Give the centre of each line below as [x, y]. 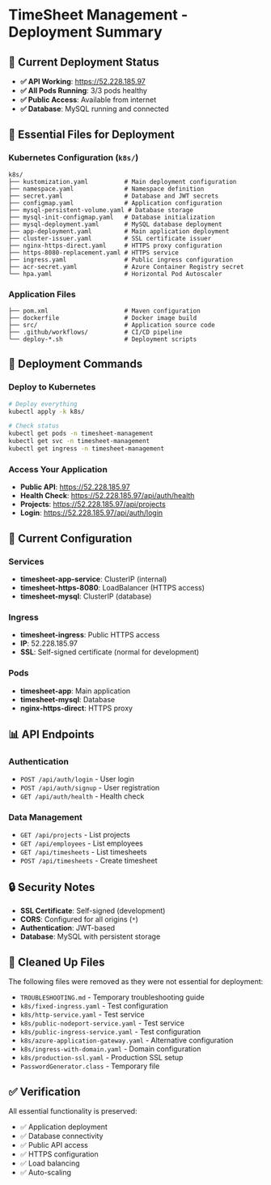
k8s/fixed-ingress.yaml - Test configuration [94, 1006]
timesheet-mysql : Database [68, 699]
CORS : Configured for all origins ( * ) [79, 919]
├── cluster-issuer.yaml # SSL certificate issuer [110, 238]
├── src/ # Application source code [112, 325]
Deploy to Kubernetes [52, 387]
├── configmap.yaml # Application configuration [115, 203]
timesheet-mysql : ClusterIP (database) [86, 596]
